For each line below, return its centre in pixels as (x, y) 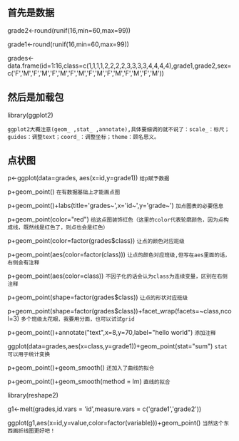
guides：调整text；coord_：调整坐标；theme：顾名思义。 (83, 137)
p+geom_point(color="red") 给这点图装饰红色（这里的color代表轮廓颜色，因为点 (116, 219)
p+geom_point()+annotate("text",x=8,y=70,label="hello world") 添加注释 (112, 333)
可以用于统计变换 (29, 355)
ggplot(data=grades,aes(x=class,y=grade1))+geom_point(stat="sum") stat (117, 346)
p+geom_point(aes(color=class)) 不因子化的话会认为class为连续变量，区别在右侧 (118, 276)
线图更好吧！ (39, 431)
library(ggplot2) (30, 115)
